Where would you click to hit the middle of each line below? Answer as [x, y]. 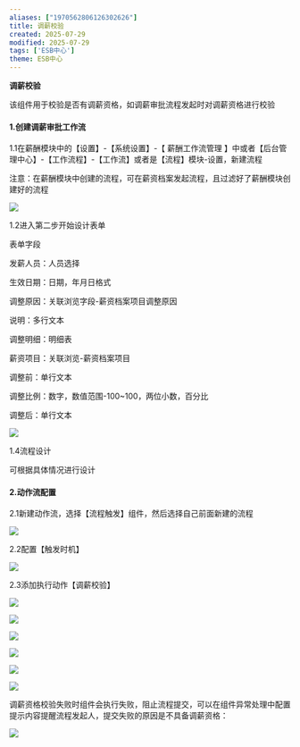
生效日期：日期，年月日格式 [60, 282]
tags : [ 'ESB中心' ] [42, 51]
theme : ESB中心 [36, 59]
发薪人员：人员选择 [45, 264]
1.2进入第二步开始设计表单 [58, 225]
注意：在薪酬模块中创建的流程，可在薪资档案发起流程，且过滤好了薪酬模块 [146, 179]
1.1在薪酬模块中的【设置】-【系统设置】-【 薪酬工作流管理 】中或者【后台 [144, 148]
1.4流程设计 [30, 451]
